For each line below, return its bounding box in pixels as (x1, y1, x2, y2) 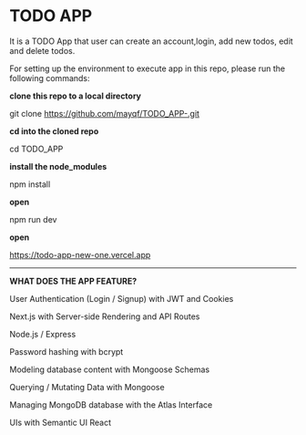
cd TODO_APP (9, 143, 64, 154)
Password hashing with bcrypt (9, 346, 124, 357)
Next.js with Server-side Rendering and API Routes (9, 311, 200, 322)
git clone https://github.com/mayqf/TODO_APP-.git (9, 108, 200, 119)
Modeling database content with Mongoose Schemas (9, 364, 210, 375)
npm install (9, 179, 51, 190)
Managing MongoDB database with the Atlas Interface (9, 399, 213, 410)
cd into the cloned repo (9, 125, 99, 137)
